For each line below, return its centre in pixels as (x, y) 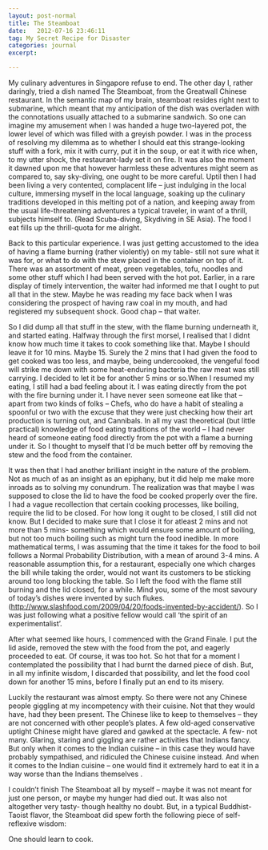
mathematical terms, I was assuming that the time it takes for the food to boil (134, 547)
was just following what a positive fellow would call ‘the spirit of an (118, 615)
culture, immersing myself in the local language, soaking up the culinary (127, 194)
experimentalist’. (35, 623)
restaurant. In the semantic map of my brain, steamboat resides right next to (134, 100)
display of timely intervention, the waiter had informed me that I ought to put (134, 286)
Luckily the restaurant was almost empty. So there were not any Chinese (128, 697)
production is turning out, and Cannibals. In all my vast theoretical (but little (132, 421)
